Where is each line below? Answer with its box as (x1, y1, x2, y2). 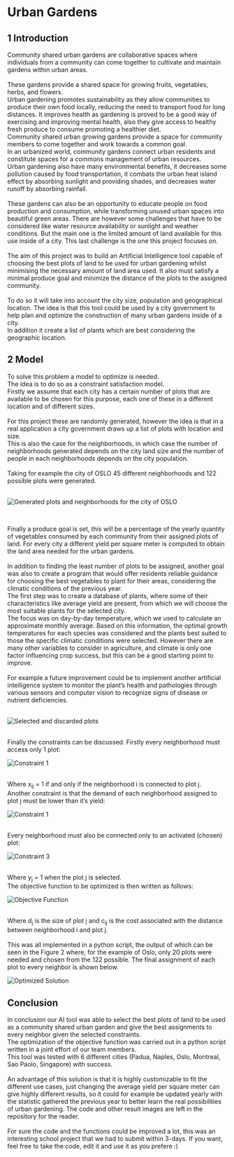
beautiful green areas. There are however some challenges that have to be (7, 214, 222, 223)
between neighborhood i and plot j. (7, 926, 108, 934)
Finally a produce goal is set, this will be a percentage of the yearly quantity (7, 525, 225, 533)
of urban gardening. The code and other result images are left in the (7, 1104, 203, 1114)
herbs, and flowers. (7, 88, 64, 96)
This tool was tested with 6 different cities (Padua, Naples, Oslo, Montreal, (7, 1053, 221, 1061)
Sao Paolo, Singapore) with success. (7, 1060, 113, 1069)
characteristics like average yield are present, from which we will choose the (7, 599, 228, 607)
